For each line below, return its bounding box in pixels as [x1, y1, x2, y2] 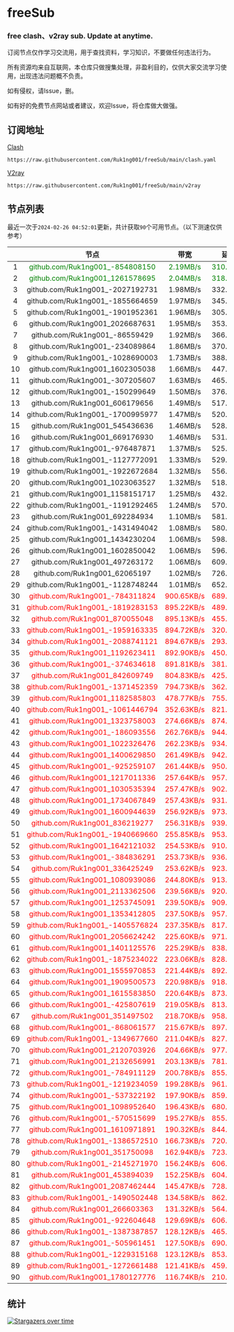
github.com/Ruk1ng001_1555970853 [29, 966, 156, 976]
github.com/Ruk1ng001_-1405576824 [26, 921, 158, 930]
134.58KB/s [164, 1193, 205, 1203]
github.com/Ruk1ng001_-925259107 [29, 761, 156, 771]
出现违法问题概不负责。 [19, 72, 87, 80]
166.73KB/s [164, 1136, 205, 1146]
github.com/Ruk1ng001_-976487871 [29, 444, 156, 453]
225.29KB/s [164, 943, 205, 953]
